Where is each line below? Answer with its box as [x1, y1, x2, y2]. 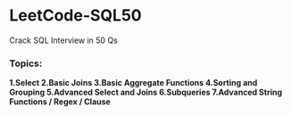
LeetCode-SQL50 [9, 5, 142, 26]
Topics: [9, 57, 43, 70]
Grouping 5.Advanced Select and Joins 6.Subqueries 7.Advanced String [9, 87, 283, 98]
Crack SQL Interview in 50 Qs [9, 35, 118, 46]
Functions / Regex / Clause [9, 96, 112, 107]
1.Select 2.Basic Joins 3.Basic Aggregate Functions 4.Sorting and [9, 78, 258, 88]
